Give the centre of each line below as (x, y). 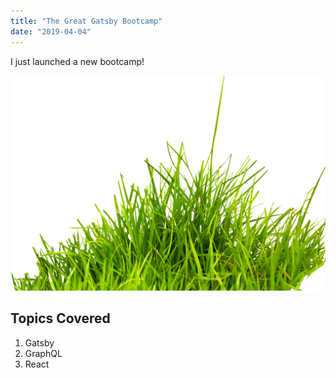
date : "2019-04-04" (51, 31)
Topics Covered (60, 318)
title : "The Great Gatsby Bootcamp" (86, 21)
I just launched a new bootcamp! (77, 61)
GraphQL (43, 353)
